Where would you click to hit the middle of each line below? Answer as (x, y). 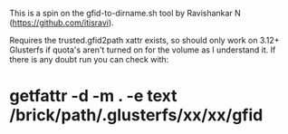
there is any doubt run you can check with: (89, 59)
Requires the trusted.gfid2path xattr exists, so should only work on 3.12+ (144, 40)
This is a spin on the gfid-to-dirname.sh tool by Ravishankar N (125, 13)
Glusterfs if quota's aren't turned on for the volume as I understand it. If (143, 50)
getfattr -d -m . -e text (93, 96)
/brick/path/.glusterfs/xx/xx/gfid (136, 115)
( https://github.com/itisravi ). (62, 23)
